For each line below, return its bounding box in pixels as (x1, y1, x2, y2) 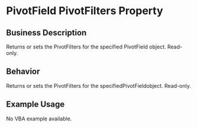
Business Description (6, 28, 87, 38)
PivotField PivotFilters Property (6, 4, 164, 18)
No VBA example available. (6, 115, 72, 122)
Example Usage (6, 99, 65, 110)
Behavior (6, 67, 40, 77)
